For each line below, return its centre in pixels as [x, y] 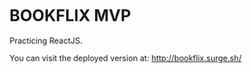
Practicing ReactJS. [46, 40]
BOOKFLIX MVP [70, 16]
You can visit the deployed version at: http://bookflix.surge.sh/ [125, 58]
